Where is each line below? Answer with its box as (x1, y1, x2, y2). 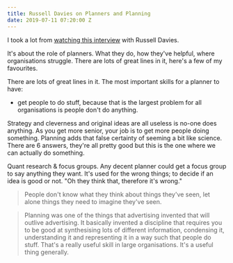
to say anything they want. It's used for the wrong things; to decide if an (7, 169, 214, 178)
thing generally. (24, 248, 70, 256)
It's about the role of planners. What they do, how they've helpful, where (7, 49, 215, 58)
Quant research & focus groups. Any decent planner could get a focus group (7, 162, 227, 170)
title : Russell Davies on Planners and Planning (7, 10, 151, 17)
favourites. (7, 64, 38, 72)
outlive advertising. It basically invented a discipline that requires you (24, 218, 223, 226)
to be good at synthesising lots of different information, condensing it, (24, 226, 225, 234)
